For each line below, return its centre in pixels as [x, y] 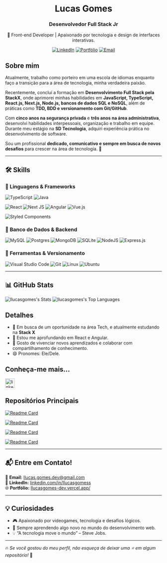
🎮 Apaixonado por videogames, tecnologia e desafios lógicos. [77, 521]
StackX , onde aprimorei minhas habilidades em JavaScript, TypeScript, [79, 98]
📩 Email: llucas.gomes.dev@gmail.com [45, 477]
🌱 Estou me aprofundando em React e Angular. [60, 338]
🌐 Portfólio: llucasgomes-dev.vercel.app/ [48, 488]
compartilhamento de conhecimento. [50, 348]
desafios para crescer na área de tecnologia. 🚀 [53, 149]
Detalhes [19, 315]
